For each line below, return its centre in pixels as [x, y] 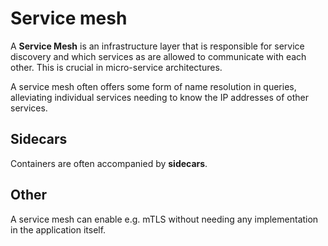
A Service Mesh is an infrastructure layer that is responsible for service [157, 46]
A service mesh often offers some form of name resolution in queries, [153, 86]
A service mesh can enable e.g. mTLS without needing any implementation [164, 219]
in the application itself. [58, 229]
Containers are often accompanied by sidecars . [109, 163]
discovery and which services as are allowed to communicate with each [158, 56]
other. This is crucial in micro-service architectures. [116, 67]
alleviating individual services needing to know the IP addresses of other [160, 97]
